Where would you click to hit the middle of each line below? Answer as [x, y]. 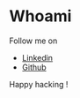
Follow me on [33, 41]
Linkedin [37, 57]
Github [34, 67]
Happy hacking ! [39, 84]
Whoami [40, 16]
